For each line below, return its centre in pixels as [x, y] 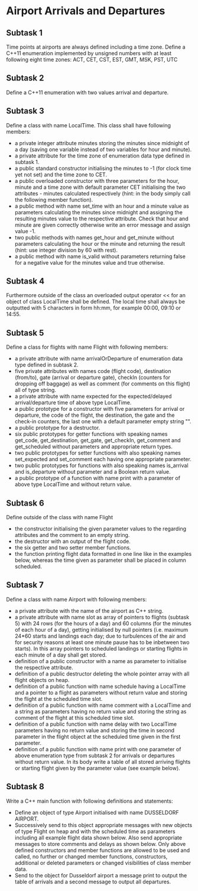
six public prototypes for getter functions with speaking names [91, 434]
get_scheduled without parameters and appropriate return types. [93, 447]
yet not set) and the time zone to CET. [61, 174]
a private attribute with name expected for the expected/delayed [93, 396]
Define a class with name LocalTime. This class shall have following [89, 125]
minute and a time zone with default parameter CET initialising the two [100, 187]
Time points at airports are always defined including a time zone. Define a [96, 47]
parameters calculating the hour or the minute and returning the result [100, 243]
